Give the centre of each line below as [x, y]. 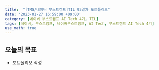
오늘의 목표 [21, 49]
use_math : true [21, 28]
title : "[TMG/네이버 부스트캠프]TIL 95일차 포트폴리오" [58, 10]
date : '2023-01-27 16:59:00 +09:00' [43, 14]
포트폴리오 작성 [27, 62]
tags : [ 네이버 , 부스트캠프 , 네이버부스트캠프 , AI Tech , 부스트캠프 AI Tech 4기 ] [80, 24]
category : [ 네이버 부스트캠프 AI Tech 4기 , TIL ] [52, 19]
